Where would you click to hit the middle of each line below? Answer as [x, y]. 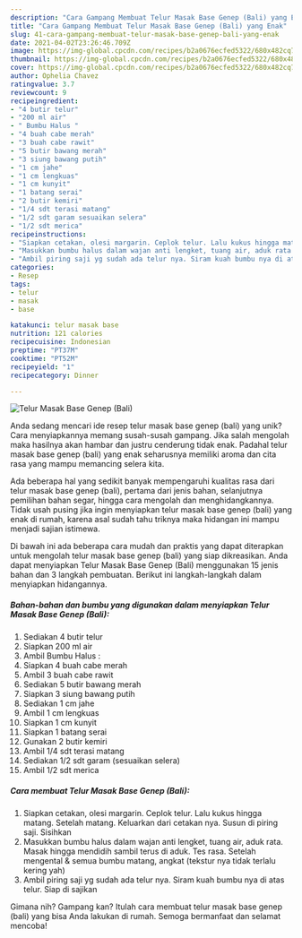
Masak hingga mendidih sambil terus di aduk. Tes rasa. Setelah [139, 851]
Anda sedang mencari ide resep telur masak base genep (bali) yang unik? [146, 426]
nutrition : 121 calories [56, 334]
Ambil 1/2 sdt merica [61, 770]
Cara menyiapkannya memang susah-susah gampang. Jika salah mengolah [150, 435]
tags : [20, 284]
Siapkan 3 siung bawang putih [79, 694]
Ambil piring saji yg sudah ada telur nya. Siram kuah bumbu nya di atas [154, 880]
